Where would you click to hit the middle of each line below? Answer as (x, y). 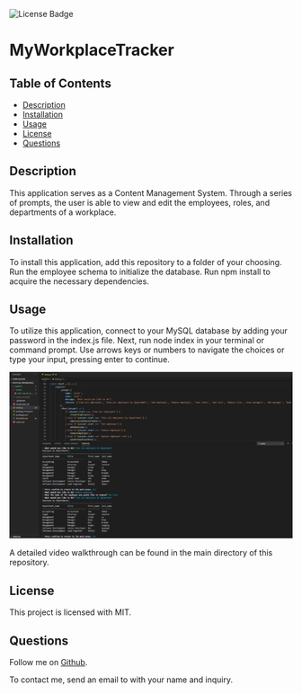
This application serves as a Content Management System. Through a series (151, 192)
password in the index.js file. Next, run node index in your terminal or (137, 341)
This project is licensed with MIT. (71, 612)
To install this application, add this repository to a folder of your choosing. (146, 262)
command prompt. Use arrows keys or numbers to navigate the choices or (147, 350)
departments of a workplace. (63, 212)
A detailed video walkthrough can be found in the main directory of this (141, 553)
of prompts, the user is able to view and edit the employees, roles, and (140, 202)
